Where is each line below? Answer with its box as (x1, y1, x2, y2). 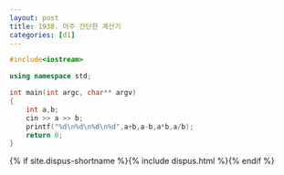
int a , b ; (26, 105, 59, 114)
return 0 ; (26, 130, 64, 139)
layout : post (9, 13, 59, 23)
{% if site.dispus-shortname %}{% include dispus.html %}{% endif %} (9, 156, 276, 167)
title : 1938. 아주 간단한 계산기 (9, 22, 121, 31)
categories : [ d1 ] (9, 30, 76, 39)
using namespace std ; (9, 72, 92, 81)
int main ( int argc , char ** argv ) (9, 88, 137, 98)
